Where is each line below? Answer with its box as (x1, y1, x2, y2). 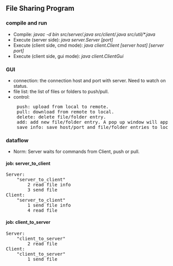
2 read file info (27, 182, 71, 188)
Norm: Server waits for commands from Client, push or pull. (13, 148, 140, 155)
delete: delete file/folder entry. (16, 114, 106, 120)
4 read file (27, 207, 58, 214)
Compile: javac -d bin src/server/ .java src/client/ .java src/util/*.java (13, 31, 156, 37)
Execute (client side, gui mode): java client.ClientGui (13, 53, 124, 59)
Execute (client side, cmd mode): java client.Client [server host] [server (13, 42, 164, 48)
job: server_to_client (6, 160, 51, 166)
